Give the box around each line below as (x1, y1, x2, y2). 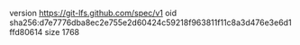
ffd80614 (9, 27, 43, 37)
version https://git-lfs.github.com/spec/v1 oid (9, 8, 177, 18)
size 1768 (44, 27, 79, 37)
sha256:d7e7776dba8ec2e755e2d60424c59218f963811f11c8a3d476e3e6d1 (9, 17, 292, 28)
